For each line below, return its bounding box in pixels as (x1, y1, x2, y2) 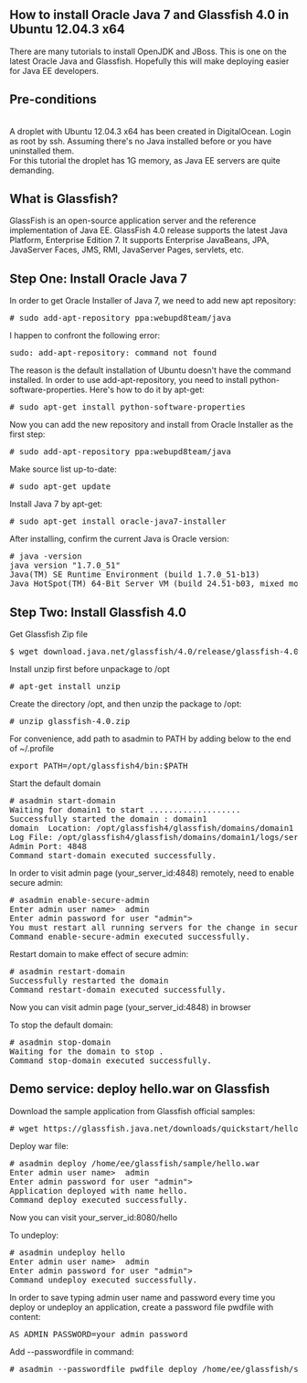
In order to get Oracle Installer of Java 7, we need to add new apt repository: (9, 295, 297, 306)
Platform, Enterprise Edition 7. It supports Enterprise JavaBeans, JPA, (9, 235, 270, 246)
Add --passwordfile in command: (9, 1346, 134, 1356)
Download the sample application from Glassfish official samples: (9, 1105, 256, 1116)
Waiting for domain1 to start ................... (9, 804, 241, 815)
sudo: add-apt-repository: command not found (9, 347, 217, 358)
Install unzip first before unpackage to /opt (9, 664, 171, 675)
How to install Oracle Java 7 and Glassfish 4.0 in (9, 7, 290, 23)
